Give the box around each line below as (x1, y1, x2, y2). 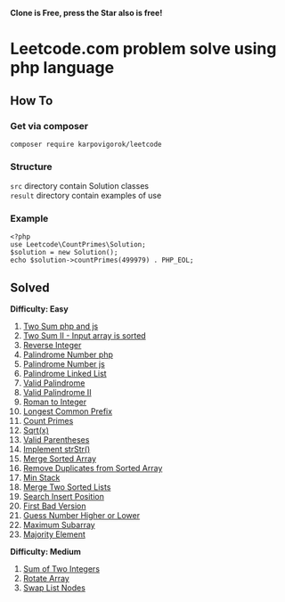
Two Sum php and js (22, 321, 99, 332)
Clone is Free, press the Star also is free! (10, 8, 163, 18)
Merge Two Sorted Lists (22, 482, 111, 492)
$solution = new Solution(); (10, 248, 118, 257)
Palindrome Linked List (22, 369, 107, 379)
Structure (10, 160, 53, 173)
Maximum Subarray (22, 520, 96, 531)
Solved (10, 280, 50, 295)
